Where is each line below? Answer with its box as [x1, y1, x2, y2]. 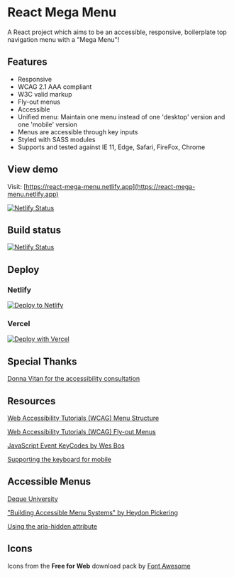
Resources [7, 395, 56, 407]
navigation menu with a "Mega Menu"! [7, 35, 120, 43]
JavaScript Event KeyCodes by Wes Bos [7, 441, 126, 450]
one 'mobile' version [17, 120, 78, 129]
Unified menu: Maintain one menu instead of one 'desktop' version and [17, 112, 225, 121]
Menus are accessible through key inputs [17, 127, 138, 136]
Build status [7, 224, 62, 236]
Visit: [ [7, 182, 26, 190]
